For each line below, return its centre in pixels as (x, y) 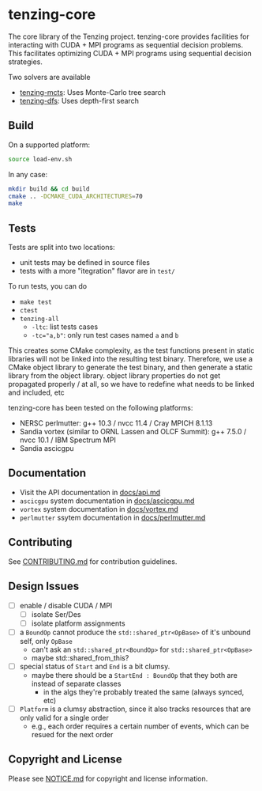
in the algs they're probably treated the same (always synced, (144, 692)
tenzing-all (39, 319)
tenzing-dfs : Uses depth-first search (79, 100)
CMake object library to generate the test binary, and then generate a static (131, 367)
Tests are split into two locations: (62, 248)
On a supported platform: (49, 145)
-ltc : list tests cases (65, 327)
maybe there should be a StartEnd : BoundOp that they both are (135, 675)
